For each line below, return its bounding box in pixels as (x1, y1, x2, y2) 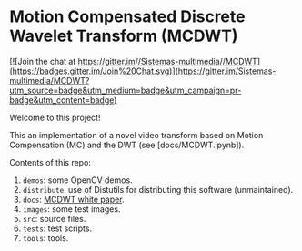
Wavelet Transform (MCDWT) (9, 25, 238, 46)
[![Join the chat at (9, 55, 76, 66)
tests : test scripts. (22, 223, 93, 234)
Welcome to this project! (9, 112, 101, 123)
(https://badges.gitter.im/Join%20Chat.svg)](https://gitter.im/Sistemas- (9, 65, 277, 76)
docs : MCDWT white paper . (22, 194, 125, 205)
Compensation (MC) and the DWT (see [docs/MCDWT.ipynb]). (9, 139, 245, 150)
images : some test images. (22, 203, 121, 215)
